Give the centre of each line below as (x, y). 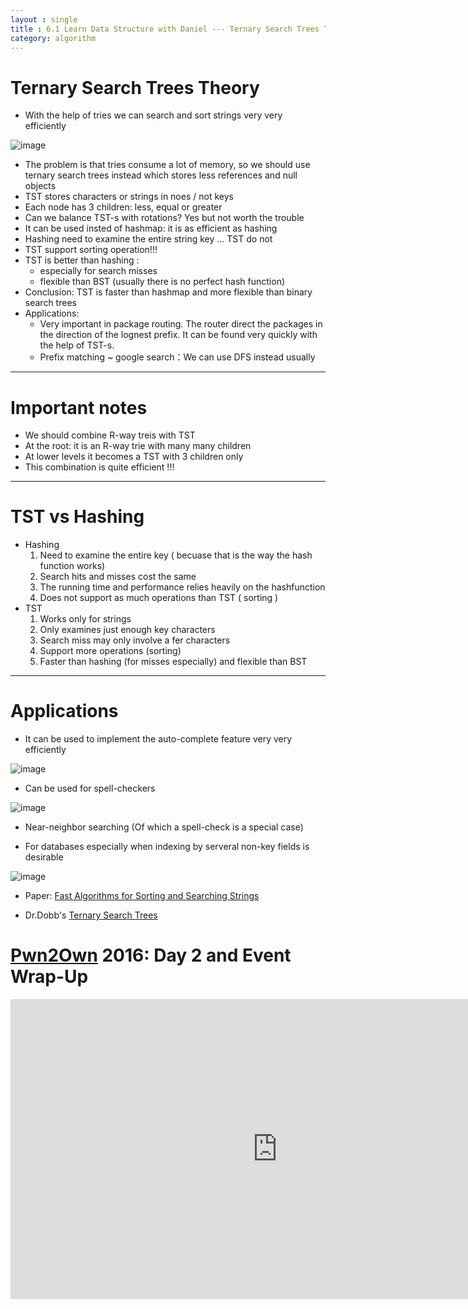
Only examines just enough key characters (127, 630)
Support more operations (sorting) (110, 651)
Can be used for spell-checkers (90, 788)
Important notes (79, 407)
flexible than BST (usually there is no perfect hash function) (162, 282)
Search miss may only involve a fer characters (135, 640)
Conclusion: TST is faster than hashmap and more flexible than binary (168, 292)
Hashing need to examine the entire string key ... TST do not (148, 239)
